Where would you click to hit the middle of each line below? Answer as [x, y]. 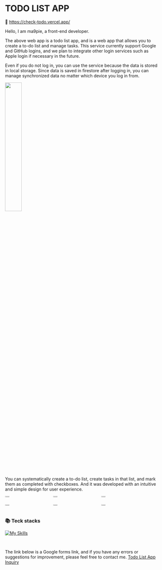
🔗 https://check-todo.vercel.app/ [37, 22]
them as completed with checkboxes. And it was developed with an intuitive [81, 484]
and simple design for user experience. [44, 489]
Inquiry [12, 562]
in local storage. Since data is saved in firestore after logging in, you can [77, 70]
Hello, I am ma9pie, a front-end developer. [47, 31]
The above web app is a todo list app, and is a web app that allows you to [78, 40]
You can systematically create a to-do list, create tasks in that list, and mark [80, 479]
